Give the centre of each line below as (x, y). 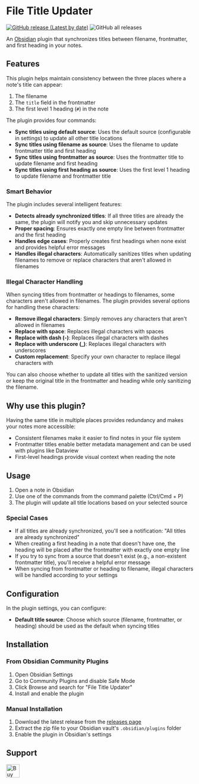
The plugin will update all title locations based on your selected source (101, 502)
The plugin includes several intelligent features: (64, 204)
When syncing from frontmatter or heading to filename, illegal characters (104, 569)
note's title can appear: (34, 84)
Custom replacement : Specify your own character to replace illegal (97, 357)
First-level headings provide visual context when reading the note (95, 457)
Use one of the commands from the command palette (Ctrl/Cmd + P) (99, 496)
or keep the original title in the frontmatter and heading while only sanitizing (99, 381)
